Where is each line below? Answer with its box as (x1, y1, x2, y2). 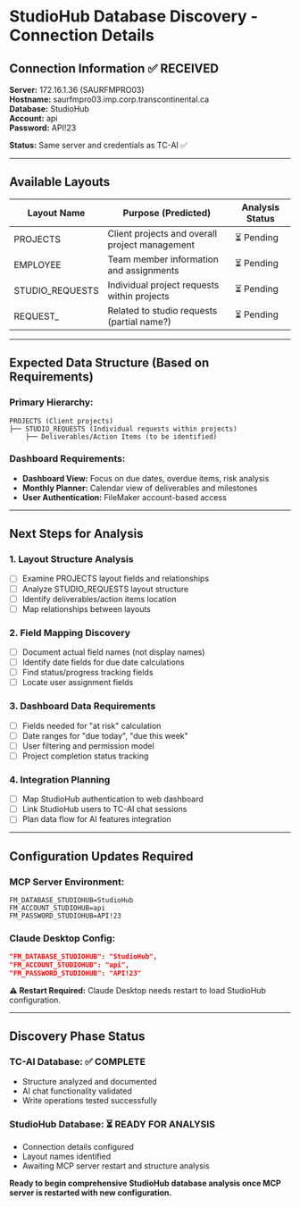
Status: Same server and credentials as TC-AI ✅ (9, 140, 187, 150)
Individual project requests (107, 279, 220, 291)
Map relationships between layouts (21, 603, 152, 614)
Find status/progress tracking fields (21, 667, 154, 678)
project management (107, 239, 195, 251)
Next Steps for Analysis (9, 526, 144, 541)
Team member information (107, 253, 219, 265)
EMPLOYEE (13, 258, 62, 271)
